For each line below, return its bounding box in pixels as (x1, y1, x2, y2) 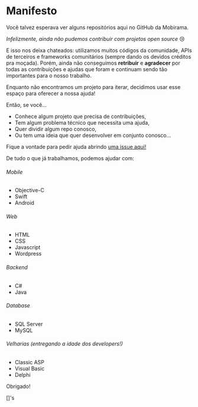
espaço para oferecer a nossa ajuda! (6, 90, 96, 97)
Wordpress (14, 250, 42, 257)
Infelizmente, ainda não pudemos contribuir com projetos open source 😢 (6, 35, 185, 42)
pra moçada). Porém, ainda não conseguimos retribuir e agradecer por (6, 59, 181, 66)
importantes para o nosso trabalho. (6, 72, 92, 79)
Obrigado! (6, 383, 31, 390)
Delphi (14, 371, 31, 378)
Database (6, 302, 31, 309)
